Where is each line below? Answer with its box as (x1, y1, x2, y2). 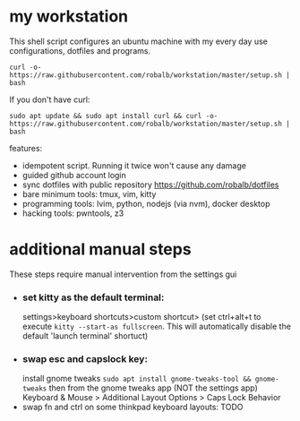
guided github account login (21, 169, 127, 180)
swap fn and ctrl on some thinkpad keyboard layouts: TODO (21, 401, 244, 413)
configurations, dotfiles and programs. (9, 45, 150, 56)
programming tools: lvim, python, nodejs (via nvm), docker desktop (21, 198, 270, 209)
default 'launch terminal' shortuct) (21, 331, 149, 341)
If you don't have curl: (9, 94, 90, 105)
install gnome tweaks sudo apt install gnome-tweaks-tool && (21, 374, 252, 384)
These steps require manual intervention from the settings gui (9, 269, 237, 279)
